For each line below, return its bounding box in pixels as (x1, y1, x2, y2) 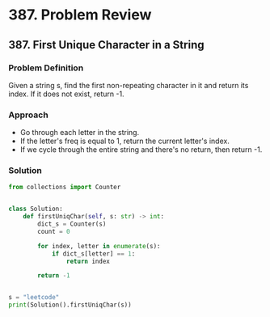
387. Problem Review (8, 6, 152, 24)
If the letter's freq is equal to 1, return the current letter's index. (19, 136, 230, 146)
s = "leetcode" (8, 294, 60, 302)
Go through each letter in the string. (19, 128, 140, 137)
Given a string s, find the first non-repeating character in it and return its (8, 80, 249, 90)
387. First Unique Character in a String (8, 38, 205, 52)
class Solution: (8, 205, 63, 213)
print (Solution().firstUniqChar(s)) (8, 301, 132, 309)
